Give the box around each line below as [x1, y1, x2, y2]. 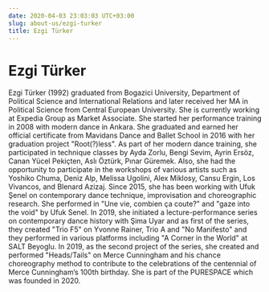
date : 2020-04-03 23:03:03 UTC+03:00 [8, 11, 135, 20]
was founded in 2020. [8, 276, 81, 286]
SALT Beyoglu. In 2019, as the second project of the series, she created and [8, 242, 259, 252]
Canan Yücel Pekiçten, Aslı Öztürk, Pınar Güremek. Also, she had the [8, 156, 236, 166]
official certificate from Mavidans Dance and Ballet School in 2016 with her [8, 130, 255, 141]
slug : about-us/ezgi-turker [8, 19, 103, 27]
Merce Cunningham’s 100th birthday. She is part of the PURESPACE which [8, 267, 254, 278]
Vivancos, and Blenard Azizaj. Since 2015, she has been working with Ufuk [8, 182, 255, 191]
